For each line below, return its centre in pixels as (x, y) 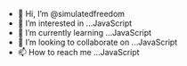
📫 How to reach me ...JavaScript (78, 52)
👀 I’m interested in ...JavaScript (75, 23)
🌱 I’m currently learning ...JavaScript (85, 33)
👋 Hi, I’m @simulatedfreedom (71, 14)
